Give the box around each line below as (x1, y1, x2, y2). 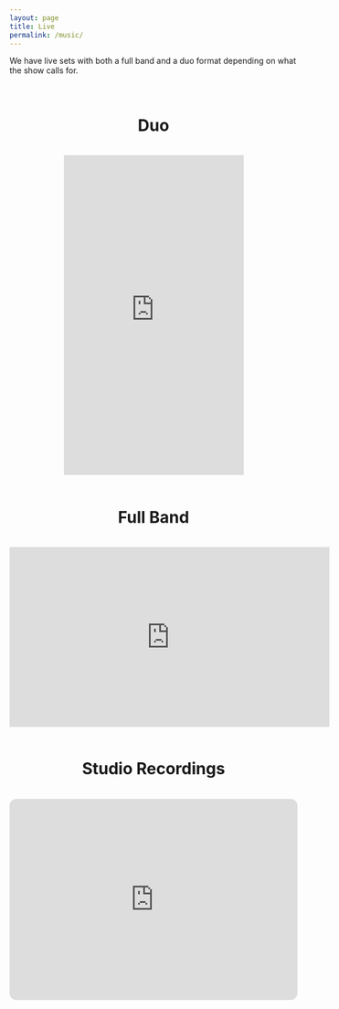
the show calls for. (9, 65, 79, 76)
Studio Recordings (81, 759, 226, 780)
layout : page (9, 13, 59, 23)
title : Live (9, 22, 55, 31)
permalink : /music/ (9, 30, 84, 39)
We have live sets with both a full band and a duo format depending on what (9, 56, 297, 67)
